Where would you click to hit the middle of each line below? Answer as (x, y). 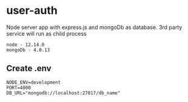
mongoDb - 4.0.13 (28, 50)
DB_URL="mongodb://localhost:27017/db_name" (63, 93)
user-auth (32, 11)
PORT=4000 (19, 88)
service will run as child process (46, 33)
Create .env (29, 69)
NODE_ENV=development (34, 82)
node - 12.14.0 (25, 45)
